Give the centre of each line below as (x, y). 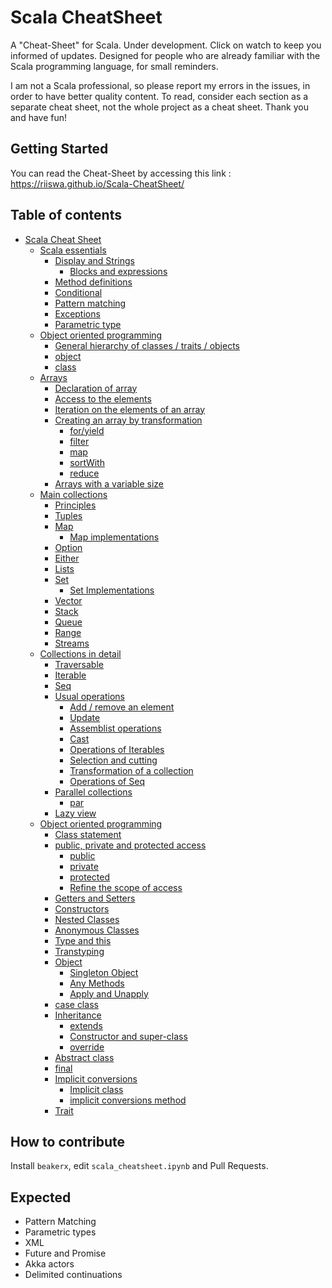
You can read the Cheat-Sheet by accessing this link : (121, 173)
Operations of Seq (107, 781)
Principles (75, 505)
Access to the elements (103, 398)
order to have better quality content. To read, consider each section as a (159, 96)
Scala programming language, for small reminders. (114, 66)
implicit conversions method (128, 1100)
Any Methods (97, 983)
